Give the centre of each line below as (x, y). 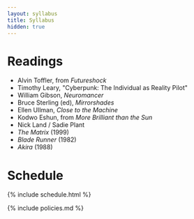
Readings (35, 61)
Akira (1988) (35, 147)
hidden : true (26, 27)
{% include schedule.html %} (50, 195)
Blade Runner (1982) (47, 139)
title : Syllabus (31, 20)
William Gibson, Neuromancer (60, 96)
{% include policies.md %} (45, 208)
